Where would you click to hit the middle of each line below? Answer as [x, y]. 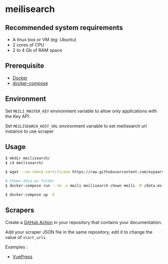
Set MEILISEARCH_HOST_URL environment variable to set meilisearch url [76, 126]
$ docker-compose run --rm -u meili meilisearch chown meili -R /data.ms [84, 186]
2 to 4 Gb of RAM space [37, 50]
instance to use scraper [29, 131]
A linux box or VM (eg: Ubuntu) [44, 39]
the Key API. [18, 116]
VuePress [22, 257]
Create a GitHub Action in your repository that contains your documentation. [84, 222]
